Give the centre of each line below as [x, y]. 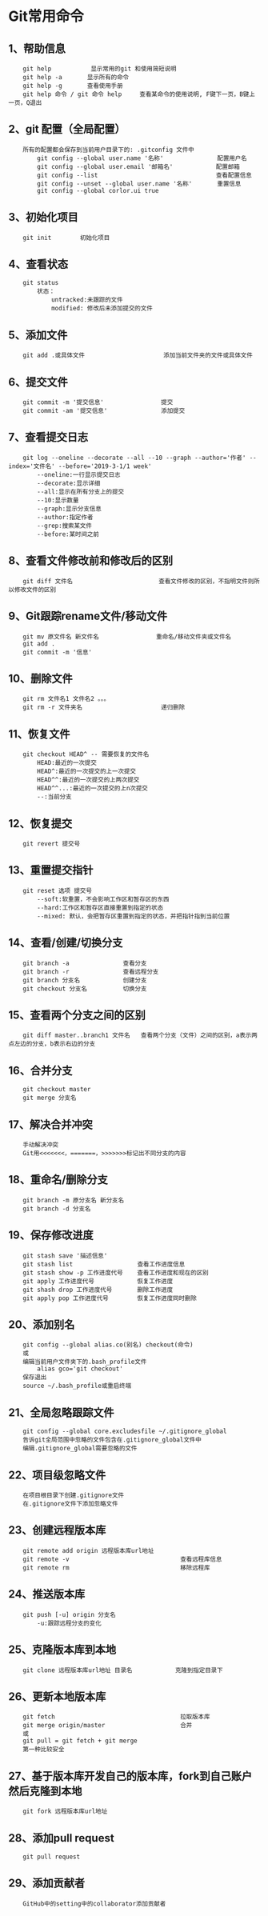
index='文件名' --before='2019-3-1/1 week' [80, 466]
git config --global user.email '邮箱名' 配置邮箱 [138, 166]
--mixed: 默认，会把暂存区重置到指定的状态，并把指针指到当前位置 [134, 916]
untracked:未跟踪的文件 [87, 300]
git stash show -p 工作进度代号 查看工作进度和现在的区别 [116, 1273]
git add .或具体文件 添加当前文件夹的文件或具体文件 [138, 356]
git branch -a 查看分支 [85, 963]
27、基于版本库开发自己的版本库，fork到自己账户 [130, 1776]
